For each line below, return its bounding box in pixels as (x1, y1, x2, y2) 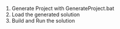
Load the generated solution (11, 11, 80, 18)
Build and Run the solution (11, 17, 75, 24)
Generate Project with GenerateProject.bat (11, 5, 115, 12)
